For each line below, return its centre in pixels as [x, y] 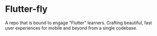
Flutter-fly [26, 9]
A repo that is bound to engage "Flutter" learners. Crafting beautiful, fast [78, 23]
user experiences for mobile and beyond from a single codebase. [71, 28]
